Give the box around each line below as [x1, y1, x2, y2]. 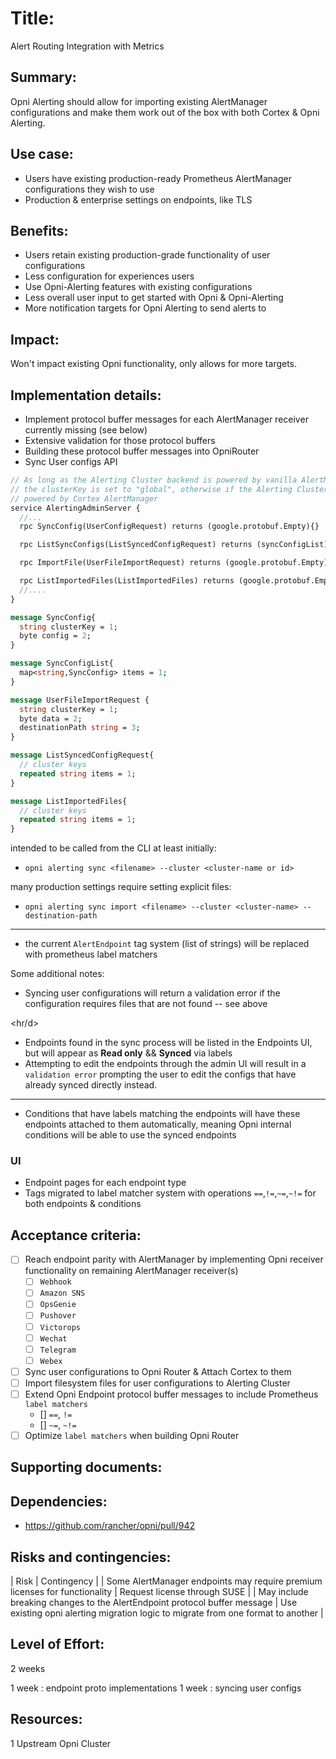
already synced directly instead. [24, 1079, 158, 1091]
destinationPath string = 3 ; [19, 723, 141, 733]
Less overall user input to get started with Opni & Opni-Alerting [24, 292, 284, 304]
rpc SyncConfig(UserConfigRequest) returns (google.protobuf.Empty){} [19, 522, 320, 532]
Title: [10, 7, 55, 30]
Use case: [10, 146, 74, 163]
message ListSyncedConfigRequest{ [10, 750, 155, 761]
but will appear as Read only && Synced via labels [24, 1047, 233, 1059]
